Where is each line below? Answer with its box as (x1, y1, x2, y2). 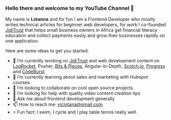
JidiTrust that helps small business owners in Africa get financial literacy (5, 27, 157, 33)
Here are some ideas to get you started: (5, 48, 89, 54)
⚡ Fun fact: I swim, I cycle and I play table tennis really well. (12, 109, 138, 115)
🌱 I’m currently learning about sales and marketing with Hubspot (12, 74, 148, 80)
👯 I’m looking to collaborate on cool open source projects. (12, 85, 134, 91)
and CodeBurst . (12, 68, 46, 75)
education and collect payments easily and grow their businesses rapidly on (5, 33, 165, 39)
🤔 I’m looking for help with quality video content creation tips (12, 90, 140, 97)
